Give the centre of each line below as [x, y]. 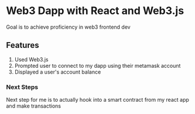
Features [23, 45]
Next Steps [22, 87]
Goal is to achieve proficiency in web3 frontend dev [68, 27]
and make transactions [34, 106]
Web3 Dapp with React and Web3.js [95, 11]
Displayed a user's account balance [58, 72]
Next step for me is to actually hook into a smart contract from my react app [97, 100]
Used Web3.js [31, 59]
